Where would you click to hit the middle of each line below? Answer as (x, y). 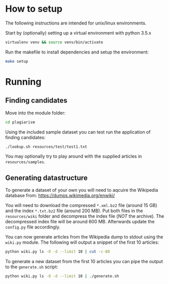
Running (23, 82)
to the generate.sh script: (32, 267)
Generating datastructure (46, 178)
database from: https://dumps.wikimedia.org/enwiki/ (60, 196)
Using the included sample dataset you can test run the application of (78, 132)
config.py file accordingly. (33, 227)
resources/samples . (25, 162)
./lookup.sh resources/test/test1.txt (46, 147)
